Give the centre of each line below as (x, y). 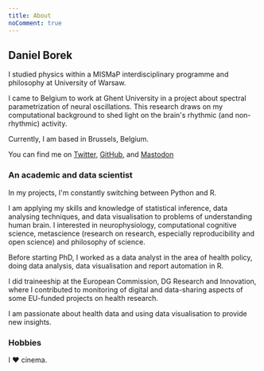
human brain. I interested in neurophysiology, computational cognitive (122, 225)
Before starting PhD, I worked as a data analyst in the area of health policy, (130, 257)
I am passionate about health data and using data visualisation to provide (128, 313)
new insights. (30, 322)
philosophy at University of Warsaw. (67, 83)
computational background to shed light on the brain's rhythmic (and (121, 115)
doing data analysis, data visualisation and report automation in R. (116, 266)
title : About (30, 16)
